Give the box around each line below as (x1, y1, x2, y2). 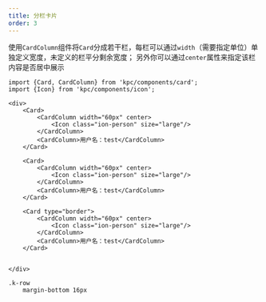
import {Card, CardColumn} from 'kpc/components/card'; (8, 78, 198, 87)
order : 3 (8, 19, 38, 27)
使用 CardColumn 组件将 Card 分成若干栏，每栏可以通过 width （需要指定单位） (8, 42, 252, 52)
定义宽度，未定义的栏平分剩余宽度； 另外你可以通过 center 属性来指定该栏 (14, 52, 256, 62)
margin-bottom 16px (22, 286, 88, 294)
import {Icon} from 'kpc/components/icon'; (8, 85, 156, 93)
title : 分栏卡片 (8, 11, 58, 20)
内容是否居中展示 (8, 62, 65, 72)
